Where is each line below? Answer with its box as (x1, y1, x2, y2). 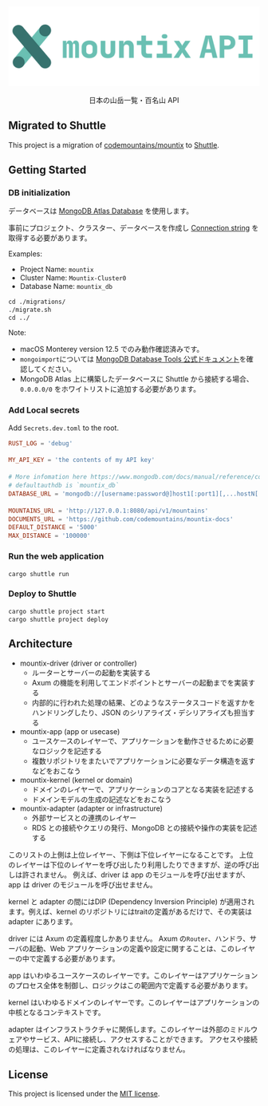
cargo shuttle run (8, 570, 69, 578)
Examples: (8, 249, 42, 259)
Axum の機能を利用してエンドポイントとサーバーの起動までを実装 (31, 677, 249, 687)
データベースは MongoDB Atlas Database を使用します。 (8, 206, 194, 216)
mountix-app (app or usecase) (19, 726, 120, 736)
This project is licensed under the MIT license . (8, 1089, 160, 1099)
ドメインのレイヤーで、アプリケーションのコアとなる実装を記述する (31, 784, 254, 794)
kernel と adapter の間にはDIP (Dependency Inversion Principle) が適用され (8, 896, 255, 907)
